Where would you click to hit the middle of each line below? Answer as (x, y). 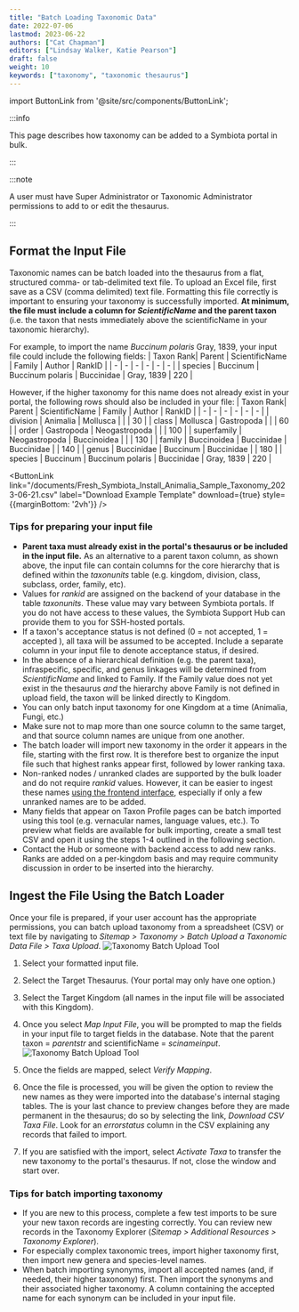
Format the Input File (68, 251)
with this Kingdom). (58, 1007)
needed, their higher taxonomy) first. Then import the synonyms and (148, 1279)
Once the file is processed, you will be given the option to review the (148, 1087)
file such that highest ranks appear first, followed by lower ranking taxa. (154, 764)
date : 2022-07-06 (41, 26)
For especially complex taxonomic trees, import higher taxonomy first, (150, 1251)
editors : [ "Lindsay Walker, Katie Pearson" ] (93, 51)
